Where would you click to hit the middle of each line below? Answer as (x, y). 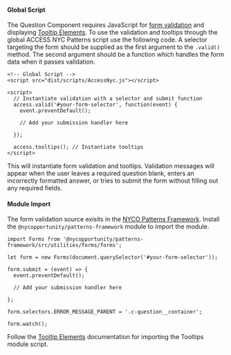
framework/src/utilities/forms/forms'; (65, 246)
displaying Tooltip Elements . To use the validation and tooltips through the (112, 33)
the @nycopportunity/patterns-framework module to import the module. (108, 227)
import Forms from (34, 239)
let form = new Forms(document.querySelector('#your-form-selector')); (112, 257)
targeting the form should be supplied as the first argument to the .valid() (113, 47)
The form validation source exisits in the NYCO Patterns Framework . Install (113, 219)
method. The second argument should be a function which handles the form (116, 55)
